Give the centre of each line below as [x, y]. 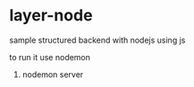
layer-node [51, 16]
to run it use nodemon [50, 57]
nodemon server [53, 74]
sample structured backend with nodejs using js [97, 40]
